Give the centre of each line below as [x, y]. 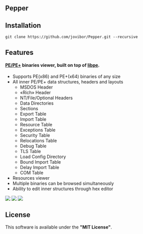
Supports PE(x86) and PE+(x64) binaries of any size [66, 76]
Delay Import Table [39, 167]
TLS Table [30, 151]
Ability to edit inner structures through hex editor [63, 189]
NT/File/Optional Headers [46, 98]
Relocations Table [38, 140]
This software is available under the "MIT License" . [58, 227]
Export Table [33, 114]
